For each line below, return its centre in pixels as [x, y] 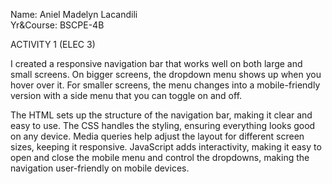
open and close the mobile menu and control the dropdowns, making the [160, 157]
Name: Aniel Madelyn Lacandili [74, 14]
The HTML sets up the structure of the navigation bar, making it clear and [161, 115]
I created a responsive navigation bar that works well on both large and [156, 63]
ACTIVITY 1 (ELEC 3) [53, 44]
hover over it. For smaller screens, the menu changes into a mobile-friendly [165, 85]
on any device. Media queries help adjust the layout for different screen [157, 136]
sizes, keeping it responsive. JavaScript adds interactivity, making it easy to [166, 147]
